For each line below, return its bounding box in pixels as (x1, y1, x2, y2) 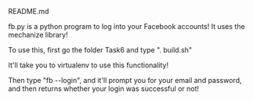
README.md (8, 7, 49, 16)
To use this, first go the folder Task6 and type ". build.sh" (8, 45, 193, 54)
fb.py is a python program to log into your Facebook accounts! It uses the (8, 22, 245, 31)
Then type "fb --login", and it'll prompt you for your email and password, (8, 76, 242, 85)
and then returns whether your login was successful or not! (8, 84, 200, 93)
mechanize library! (8, 31, 68, 39)
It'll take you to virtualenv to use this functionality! (8, 60, 169, 70)
